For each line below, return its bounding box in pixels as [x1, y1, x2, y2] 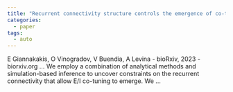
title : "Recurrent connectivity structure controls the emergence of [7, 10, 213, 17]
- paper [13, 23, 36, 30]
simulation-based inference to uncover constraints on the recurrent [7, 70, 200, 78]
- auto [13, 36, 33, 43]
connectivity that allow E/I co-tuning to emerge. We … [7, 77, 162, 85]
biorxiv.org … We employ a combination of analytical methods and [7, 62, 196, 71]
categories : [7, 17, 42, 24]
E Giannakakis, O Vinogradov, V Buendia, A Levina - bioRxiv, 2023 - [7, 55, 201, 63]
